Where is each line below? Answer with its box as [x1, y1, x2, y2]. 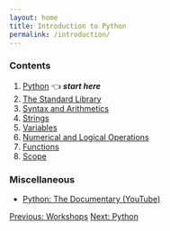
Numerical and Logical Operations [22, 131, 150, 142]
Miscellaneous [9, 173, 75, 185]
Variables [22, 122, 58, 133]
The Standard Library [22, 93, 102, 104]
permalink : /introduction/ [9, 30, 111, 39]
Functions [22, 141, 60, 152]
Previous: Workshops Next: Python [9, 210, 139, 221]
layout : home [9, 13, 58, 22]
